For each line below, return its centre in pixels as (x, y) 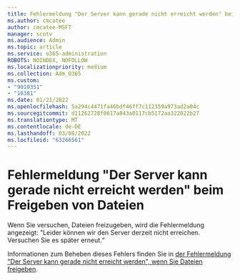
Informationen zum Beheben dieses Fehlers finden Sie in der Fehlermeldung (119, 254)
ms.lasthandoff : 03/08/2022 (49, 133)
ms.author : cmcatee (36, 21)
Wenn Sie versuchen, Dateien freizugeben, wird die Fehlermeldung (106, 225)
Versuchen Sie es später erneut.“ (56, 240)
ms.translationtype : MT (43, 120)
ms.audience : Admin (36, 41)
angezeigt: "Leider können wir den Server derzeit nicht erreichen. (104, 233)
